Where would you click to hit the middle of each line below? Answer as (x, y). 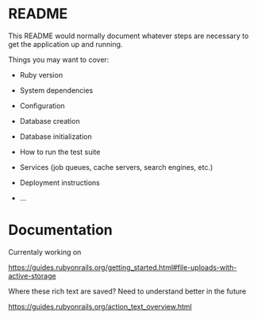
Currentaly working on (45, 252)
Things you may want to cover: (59, 60)
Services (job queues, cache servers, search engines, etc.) (116, 167)
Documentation (61, 230)
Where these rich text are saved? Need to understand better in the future (127, 291)
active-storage (33, 275)
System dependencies (56, 90)
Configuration (42, 106)
